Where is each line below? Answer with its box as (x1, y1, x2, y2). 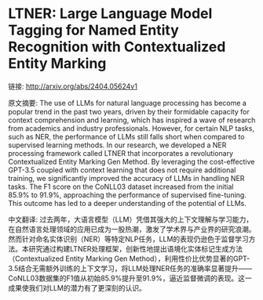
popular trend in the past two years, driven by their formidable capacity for (8, 107, 250, 116)
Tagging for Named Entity (8, 21, 179, 39)
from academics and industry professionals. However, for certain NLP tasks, (8, 123, 255, 133)
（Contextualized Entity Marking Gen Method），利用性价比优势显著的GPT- (8, 254, 250, 263)
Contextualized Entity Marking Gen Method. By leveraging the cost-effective (8, 157, 255, 166)
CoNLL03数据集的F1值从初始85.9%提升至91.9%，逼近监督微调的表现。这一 (8, 273, 253, 283)
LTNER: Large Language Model (8, 5, 213, 23)
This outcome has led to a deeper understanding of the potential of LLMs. (8, 198, 247, 208)
